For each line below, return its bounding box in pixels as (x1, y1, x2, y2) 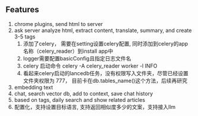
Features (5, 5, 39, 15)
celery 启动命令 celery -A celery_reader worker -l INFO (23, 62, 158, 69)
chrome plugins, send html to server (14, 20, 103, 27)
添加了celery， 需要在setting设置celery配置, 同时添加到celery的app (23, 40, 188, 47)
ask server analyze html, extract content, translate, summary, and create (14, 27, 192, 34)
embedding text (14, 83, 54, 91)
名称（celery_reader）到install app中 (23, 47, 114, 54)
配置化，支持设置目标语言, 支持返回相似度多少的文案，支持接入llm (14, 103, 176, 110)
